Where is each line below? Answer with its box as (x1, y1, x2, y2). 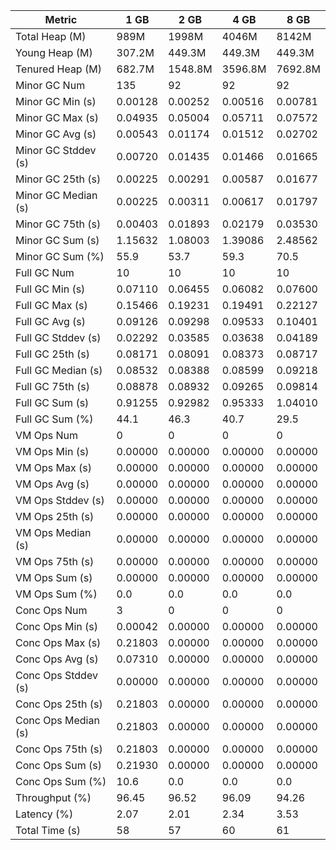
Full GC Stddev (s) (15, 331, 102, 344)
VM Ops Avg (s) (15, 477, 90, 491)
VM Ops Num (15, 429, 79, 442)
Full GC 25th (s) (15, 347, 91, 361)
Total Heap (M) (15, 30, 87, 43)
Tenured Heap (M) (15, 62, 102, 76)
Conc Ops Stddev (15, 669, 98, 682)
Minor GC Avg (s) (15, 127, 97, 141)
